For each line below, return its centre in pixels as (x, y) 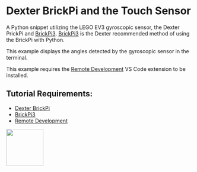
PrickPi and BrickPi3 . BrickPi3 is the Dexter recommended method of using (98, 33)
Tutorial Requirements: (50, 94)
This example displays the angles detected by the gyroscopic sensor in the (98, 51)
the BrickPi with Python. (36, 40)
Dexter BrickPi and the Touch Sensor (99, 11)
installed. (17, 75)
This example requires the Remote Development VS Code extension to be (96, 69)
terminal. (17, 57)
